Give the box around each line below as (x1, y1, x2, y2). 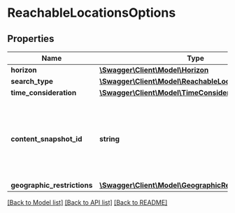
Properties (7, 33, 55, 45)
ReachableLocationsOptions (7, 5, 176, 21)
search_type (10, 77, 54, 86)
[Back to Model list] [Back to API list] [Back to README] (7, 198, 168, 207)
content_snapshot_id (10, 134, 83, 144)
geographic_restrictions (10, 180, 93, 190)
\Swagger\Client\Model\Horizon (99, 65, 209, 75)
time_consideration (10, 88, 77, 97)
